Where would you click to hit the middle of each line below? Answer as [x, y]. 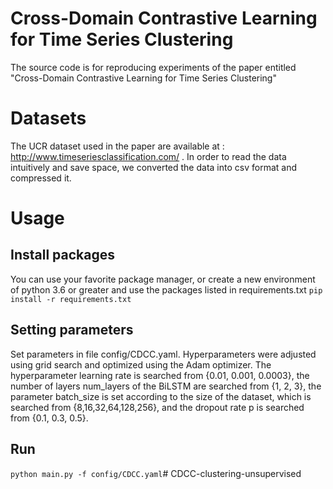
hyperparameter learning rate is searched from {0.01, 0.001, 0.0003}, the [160, 375]
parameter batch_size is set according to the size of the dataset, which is [161, 396]
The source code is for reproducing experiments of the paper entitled [153, 67]
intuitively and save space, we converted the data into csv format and [153, 167]
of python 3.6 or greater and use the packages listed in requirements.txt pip [166, 289]
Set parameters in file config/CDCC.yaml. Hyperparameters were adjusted [163, 354]
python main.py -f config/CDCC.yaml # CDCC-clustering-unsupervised [156, 473]
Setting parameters [72, 330]
